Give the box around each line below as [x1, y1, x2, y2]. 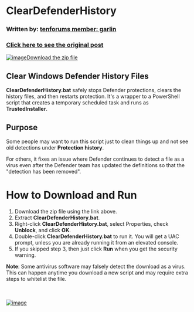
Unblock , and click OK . [14, 226, 72, 233]
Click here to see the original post [6, 41, 104, 49]
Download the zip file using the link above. [14, 208, 117, 215]
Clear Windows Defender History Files [6, 71, 149, 81]
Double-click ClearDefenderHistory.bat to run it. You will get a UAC [14, 233, 180, 240]
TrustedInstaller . [6, 106, 48, 113]
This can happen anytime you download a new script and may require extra [6, 269, 189, 276]
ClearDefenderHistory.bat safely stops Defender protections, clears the [6, 87, 182, 94]
